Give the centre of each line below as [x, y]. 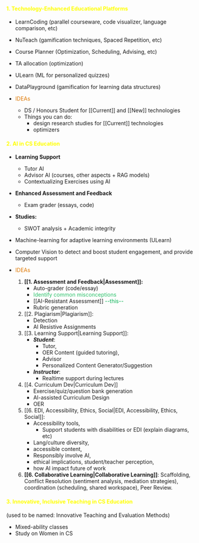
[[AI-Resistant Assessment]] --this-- [78, 301]
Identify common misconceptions [75, 295]
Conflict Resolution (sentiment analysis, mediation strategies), [101, 481]
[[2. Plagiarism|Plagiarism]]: [59, 314]
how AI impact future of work [70, 469]
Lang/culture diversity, [61, 443]
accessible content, [57, 449]
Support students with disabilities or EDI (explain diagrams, [116, 430]
